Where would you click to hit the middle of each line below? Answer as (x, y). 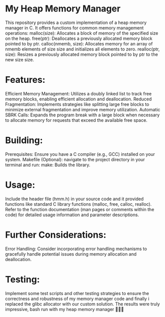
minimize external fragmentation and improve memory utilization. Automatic (83, 109)
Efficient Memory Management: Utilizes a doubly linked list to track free (78, 93)
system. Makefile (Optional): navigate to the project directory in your (75, 159)
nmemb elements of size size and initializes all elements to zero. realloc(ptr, (82, 49)
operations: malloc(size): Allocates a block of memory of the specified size (82, 33)
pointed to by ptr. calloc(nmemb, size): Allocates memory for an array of (79, 43)
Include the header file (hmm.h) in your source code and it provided (75, 199)
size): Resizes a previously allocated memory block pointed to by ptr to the (82, 54)
